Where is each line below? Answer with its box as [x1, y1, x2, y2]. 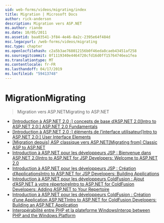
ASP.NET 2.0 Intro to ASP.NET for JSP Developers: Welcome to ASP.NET [12, 155, 158, 160]
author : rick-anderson [5, 16, 51, 21]
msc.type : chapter [5, 44, 43, 49]
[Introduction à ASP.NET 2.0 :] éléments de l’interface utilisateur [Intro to [12, 128, 158, 134]
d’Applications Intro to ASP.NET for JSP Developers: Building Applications [12, 170, 160, 176]
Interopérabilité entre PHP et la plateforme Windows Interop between [12, 207, 150, 213]
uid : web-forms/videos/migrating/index [5, 7, 87, 12]
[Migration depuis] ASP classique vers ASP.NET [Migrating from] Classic [12, 139, 158, 145]
